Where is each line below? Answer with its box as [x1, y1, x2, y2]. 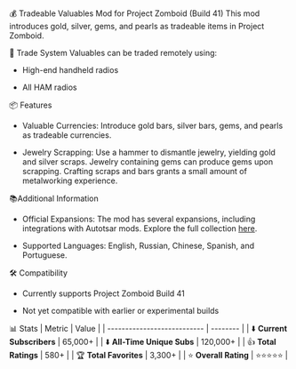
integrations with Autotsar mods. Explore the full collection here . [21, 223, 258, 234]
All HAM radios [21, 82, 77, 92]
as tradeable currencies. [21, 130, 112, 140]
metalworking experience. [21, 175, 118, 186]
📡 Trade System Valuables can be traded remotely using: [9, 48, 218, 58]
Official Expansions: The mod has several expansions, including [21, 213, 256, 224]
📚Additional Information [9, 193, 100, 204]
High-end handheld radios [21, 65, 119, 75]
